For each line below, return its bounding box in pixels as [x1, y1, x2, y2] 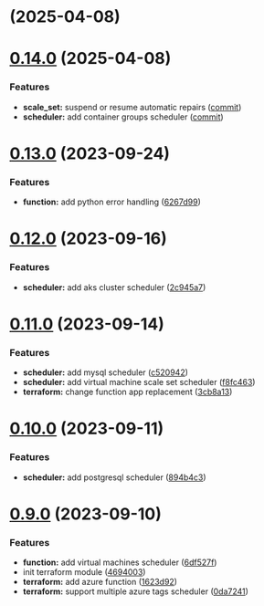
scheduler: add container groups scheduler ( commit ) [22, 111, 224, 122]
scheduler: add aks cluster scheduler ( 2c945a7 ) [22, 281, 206, 293]
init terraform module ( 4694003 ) [22, 567, 146, 578]
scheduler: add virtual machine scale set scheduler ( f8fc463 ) [22, 377, 256, 388]
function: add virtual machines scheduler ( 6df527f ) [22, 557, 217, 568]
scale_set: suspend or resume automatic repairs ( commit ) [22, 101, 242, 112]
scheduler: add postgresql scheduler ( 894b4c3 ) [22, 472, 207, 483]
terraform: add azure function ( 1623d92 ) [22, 577, 178, 588]
